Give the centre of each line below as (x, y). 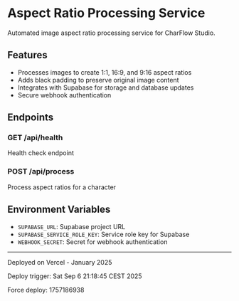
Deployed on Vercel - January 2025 (60, 262)
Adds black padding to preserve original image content (98, 80)
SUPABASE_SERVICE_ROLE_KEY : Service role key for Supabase (103, 234)
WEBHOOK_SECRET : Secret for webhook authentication (92, 242)
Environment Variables (59, 210)
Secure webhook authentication (64, 95)
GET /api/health (35, 138)
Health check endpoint (41, 153)
